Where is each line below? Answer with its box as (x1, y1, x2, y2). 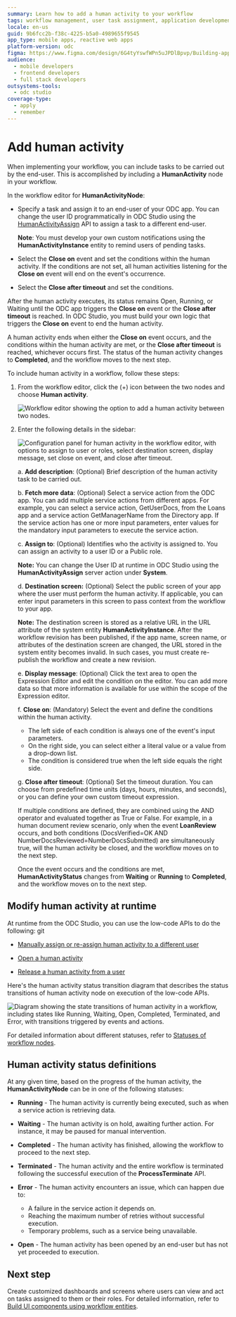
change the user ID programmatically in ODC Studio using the (17, 212, 197, 221)
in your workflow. (7, 177, 58, 185)
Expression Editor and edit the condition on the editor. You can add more (17, 676, 228, 685)
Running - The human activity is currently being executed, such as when (17, 1098, 229, 1107)
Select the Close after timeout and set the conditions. (17, 283, 174, 291)
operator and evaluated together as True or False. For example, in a (17, 814, 213, 822)
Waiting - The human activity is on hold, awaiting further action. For (17, 1120, 214, 1128)
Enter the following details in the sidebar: (17, 424, 136, 434)
